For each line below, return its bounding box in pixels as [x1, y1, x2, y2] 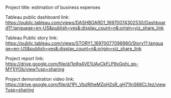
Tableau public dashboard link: [5, 14, 70, 20]
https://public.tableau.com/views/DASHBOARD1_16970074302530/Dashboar [5, 20, 166, 25]
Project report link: [5, 55, 44, 61]
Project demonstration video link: [5, 76, 75, 82]
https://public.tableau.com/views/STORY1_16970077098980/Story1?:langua [5, 40, 163, 46]
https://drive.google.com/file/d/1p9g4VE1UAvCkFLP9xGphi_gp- [5, 61, 138, 67]
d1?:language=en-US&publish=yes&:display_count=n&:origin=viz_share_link [5, 25, 164, 31]
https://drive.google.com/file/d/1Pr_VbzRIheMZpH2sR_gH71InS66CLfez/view [5, 81, 166, 87]
